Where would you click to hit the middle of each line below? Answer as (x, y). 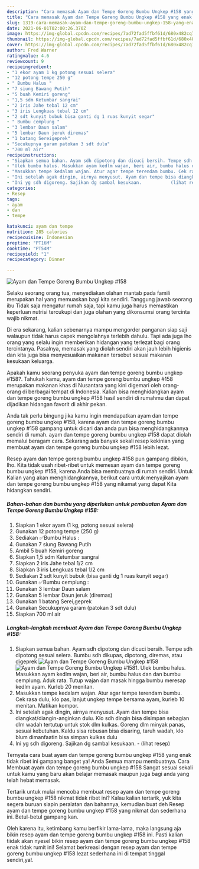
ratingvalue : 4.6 (28, 56)
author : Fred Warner (32, 50)
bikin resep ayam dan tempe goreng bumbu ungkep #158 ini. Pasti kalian (95, 835)
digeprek (26, 661)
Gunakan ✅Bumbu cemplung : (52, 582)
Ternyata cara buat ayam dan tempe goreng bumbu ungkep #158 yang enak (99, 755)
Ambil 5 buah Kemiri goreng (49, 551)
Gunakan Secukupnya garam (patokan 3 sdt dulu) (76, 608)
